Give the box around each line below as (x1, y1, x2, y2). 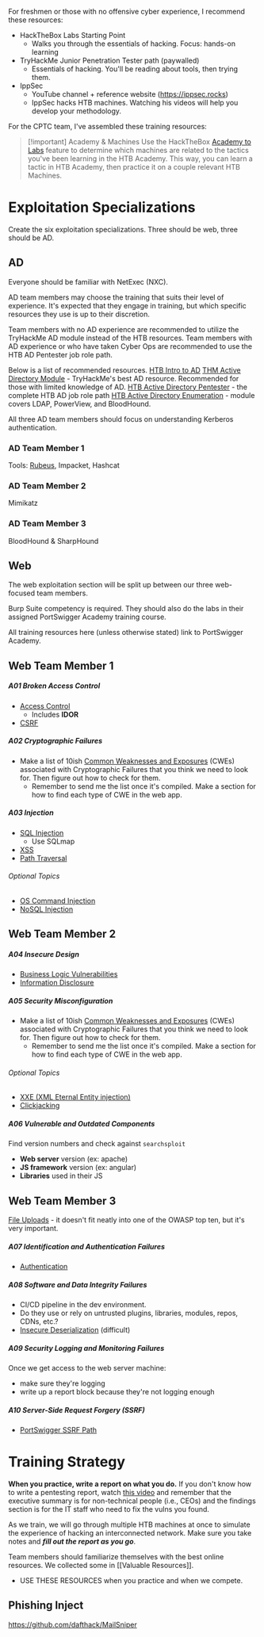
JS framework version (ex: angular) (19, 1163, 137, 1172)
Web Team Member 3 (8, 1194, 117, 1207)
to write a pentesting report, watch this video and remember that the (8, 1488, 231, 1497)
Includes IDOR (31, 709, 79, 719)
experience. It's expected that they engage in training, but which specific (8, 300, 247, 310)
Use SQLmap (31, 836, 75, 846)
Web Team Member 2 (8, 928, 117, 941)
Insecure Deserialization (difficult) (19, 1325, 131, 1335)
